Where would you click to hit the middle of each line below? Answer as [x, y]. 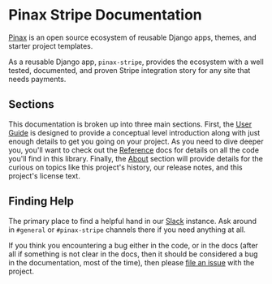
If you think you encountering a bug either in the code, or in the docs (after [133, 245]
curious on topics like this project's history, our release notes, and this [125, 167]
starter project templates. [51, 45]
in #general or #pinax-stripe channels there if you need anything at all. [127, 230]
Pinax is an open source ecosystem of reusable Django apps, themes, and [133, 37]
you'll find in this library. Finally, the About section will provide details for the [136, 158]
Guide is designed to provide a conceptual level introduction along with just [134, 132]
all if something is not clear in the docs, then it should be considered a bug [133, 254]
